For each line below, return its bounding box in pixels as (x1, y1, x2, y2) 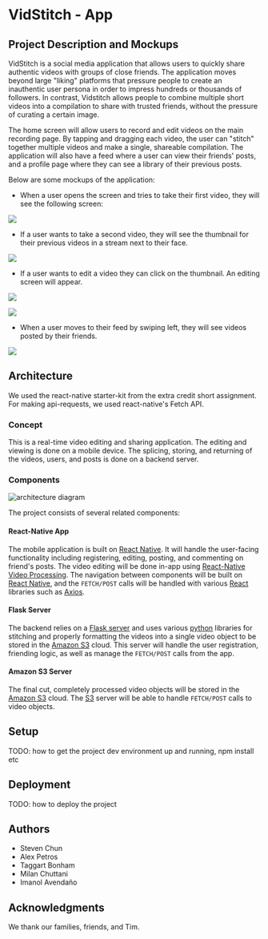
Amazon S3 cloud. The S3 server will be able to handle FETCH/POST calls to (8, 693, 252, 703)
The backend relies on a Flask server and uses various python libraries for (8, 623, 254, 632)
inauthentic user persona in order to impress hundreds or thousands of (8, 84, 242, 94)
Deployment (8, 778, 71, 792)
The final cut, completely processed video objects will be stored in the (8, 685, 240, 695)
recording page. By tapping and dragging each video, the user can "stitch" (8, 134, 254, 143)
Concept (8, 419, 42, 430)
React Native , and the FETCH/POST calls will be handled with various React (8, 578, 249, 588)
